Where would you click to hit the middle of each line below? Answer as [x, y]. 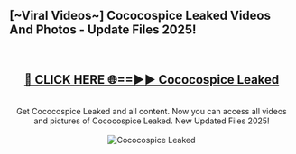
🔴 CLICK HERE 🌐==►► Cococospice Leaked [152, 80]
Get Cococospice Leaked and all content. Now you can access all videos [152, 111]
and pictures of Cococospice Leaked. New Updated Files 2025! [152, 121]
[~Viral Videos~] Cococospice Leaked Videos [140, 16]
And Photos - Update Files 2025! [103, 30]
